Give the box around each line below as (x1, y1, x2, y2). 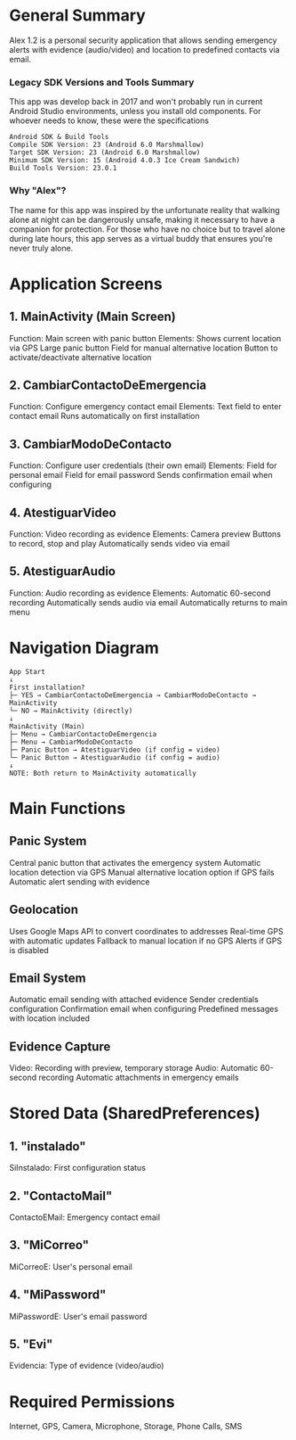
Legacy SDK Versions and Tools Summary (9, 76, 195, 88)
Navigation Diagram (9, 638, 160, 658)
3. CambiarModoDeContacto (9, 436, 172, 451)
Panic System (9, 834, 87, 849)
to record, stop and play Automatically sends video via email (9, 538, 230, 548)
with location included (9, 1013, 91, 1024)
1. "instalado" (9, 1139, 86, 1154)
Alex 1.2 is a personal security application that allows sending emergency (9, 35, 277, 45)
